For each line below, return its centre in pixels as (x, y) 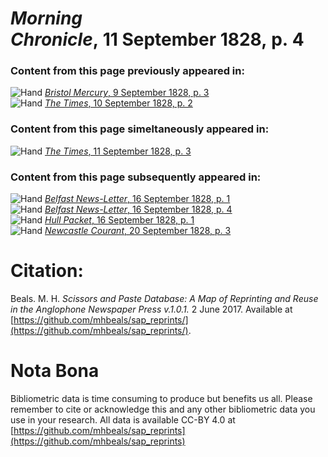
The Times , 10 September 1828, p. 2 (118, 103)
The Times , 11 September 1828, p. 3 (118, 151)
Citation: (47, 271)
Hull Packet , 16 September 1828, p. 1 (119, 220)
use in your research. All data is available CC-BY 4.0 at (123, 419)
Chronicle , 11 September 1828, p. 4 (157, 39)
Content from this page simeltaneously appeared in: (140, 129)
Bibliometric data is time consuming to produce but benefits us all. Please (161, 398)
